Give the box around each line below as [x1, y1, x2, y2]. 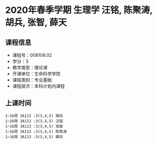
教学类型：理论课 [12, 65, 48, 70]
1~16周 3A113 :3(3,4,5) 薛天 [5, 134, 64, 139]
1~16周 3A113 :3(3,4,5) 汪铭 [5, 118, 64, 124]
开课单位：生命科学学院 [12, 71, 61, 77]
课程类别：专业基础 [12, 77, 52, 83]
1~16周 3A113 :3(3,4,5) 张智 [5, 124, 64, 129]
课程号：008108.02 [12, 52, 52, 58]
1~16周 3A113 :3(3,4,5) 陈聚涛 [5, 129, 67, 134]
